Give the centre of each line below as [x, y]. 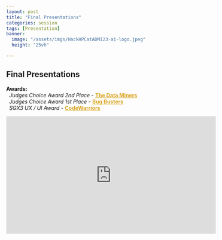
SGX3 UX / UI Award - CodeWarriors [54, 107]
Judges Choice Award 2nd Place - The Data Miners [73, 95]
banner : [16, 34]
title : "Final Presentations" [44, 17]
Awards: [17, 89]
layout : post [22, 12]
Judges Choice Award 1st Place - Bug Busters [66, 101]
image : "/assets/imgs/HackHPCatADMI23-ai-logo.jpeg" [79, 39]
